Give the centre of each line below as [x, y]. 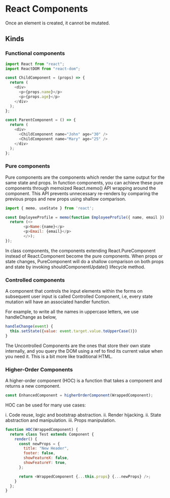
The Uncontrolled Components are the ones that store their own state [78, 346]
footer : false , [40, 453]
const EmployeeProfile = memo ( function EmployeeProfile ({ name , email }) [85, 217]
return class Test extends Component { [52, 434]
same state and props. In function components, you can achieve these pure [84, 182]
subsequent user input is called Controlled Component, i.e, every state [79, 297]
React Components [47, 9]
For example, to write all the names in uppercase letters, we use [72, 312]
